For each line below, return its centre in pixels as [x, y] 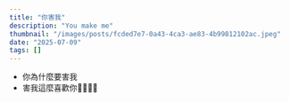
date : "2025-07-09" [45, 42]
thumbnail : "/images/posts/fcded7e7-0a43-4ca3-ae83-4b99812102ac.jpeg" [145, 34]
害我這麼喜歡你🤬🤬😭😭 [60, 88]
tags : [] [25, 51]
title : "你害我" [37, 17]
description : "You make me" [62, 26]
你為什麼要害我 [50, 77]
